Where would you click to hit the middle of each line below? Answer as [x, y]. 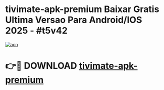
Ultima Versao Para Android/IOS [74, 20]
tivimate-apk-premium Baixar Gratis [82, 9]
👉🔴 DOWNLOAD [41, 66]
